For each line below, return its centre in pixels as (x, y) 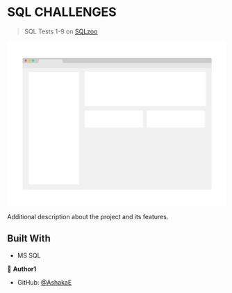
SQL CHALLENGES (62, 12)
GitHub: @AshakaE (44, 282)
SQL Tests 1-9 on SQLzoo (61, 31)
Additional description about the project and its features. (88, 216)
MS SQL (29, 255)
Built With (29, 238)
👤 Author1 (22, 269)
